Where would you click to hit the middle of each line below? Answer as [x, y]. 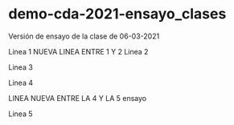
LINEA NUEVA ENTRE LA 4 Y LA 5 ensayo [78, 98]
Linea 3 [21, 67]
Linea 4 [21, 83]
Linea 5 [21, 114]
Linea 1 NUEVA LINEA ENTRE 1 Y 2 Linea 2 [78, 51]
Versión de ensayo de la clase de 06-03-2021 [84, 36]
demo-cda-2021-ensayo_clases [117, 14]
